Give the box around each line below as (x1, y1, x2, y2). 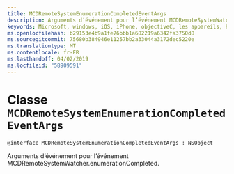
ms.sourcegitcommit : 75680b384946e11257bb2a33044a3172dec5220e (7, 36, 195, 43)
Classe (7, 92, 48, 108)
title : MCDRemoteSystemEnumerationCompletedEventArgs (7, 10, 167, 17)
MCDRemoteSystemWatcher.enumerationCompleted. (7, 159, 159, 167)
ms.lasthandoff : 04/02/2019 (7, 56, 89, 63)
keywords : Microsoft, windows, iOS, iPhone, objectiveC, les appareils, (7, 23, 223, 30)
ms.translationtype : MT (7, 42, 77, 49)
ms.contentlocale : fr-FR (7, 49, 79, 56)
